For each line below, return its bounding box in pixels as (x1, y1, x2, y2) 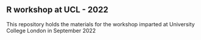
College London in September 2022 (6, 27, 96, 34)
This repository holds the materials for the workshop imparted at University (6, 20, 195, 27)
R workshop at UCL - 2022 (6, 5, 108, 15)
